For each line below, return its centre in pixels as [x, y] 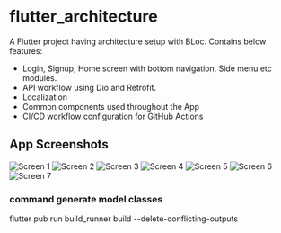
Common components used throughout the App [111, 106]
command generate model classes [86, 199]
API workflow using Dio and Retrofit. [89, 87]
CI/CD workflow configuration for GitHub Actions [113, 116]
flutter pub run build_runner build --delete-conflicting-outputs [124, 219]
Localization [45, 97]
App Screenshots [59, 144]
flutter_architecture [84, 17]
